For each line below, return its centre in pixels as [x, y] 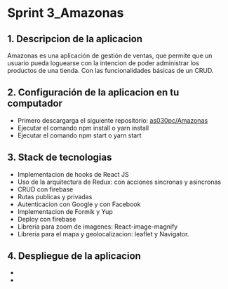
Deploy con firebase [47, 219]
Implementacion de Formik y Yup [65, 211]
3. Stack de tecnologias [60, 157]
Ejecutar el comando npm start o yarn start [79, 135]
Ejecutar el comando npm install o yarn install [83, 128]
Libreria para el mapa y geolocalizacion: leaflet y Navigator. [103, 234]
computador [35, 103]
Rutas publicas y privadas [55, 196]
